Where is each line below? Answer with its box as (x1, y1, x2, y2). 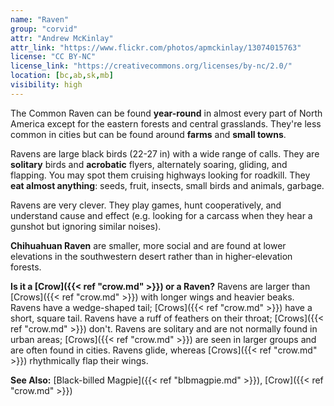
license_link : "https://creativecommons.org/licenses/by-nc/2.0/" (10, 61, 293, 71)
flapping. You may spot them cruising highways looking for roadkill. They (10, 169, 311, 181)
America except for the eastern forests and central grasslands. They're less (10, 117, 322, 130)
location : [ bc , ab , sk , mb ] (10, 71, 114, 81)
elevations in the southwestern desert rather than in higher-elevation (10, 250, 293, 262)
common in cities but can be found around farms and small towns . (10, 128, 287, 140)
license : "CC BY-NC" (10, 52, 97, 62)
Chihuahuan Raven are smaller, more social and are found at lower (10, 239, 287, 251)
